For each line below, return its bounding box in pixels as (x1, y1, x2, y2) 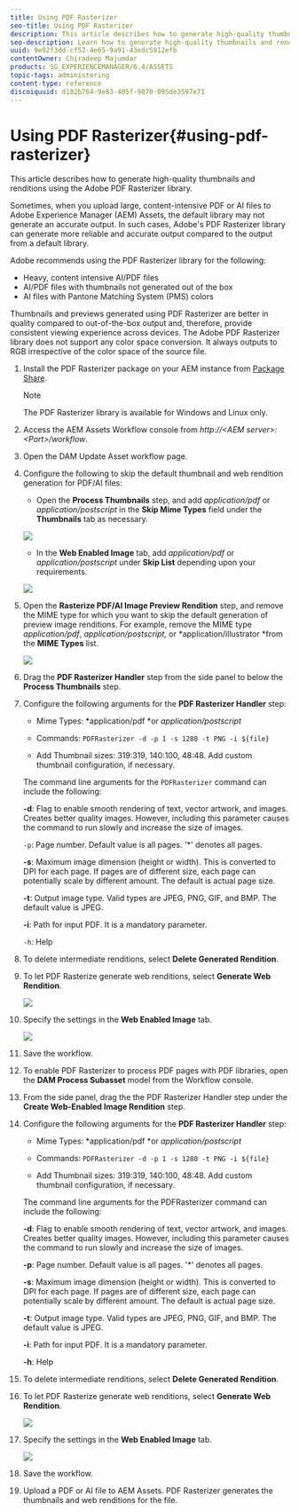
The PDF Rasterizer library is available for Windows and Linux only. (22, 408, 269, 418)
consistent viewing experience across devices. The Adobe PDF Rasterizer (10, 328, 280, 338)
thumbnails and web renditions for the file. (22, 1495, 178, 1506)
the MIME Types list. (22, 638, 99, 649)
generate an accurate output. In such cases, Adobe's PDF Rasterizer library (10, 219, 287, 230)
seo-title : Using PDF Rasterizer (10, 21, 134, 30)
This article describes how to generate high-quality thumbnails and (10, 174, 256, 185)
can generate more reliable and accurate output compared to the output (10, 228, 273, 240)
